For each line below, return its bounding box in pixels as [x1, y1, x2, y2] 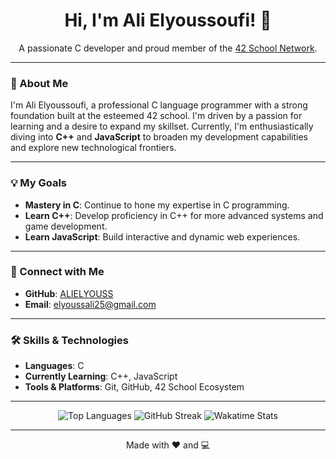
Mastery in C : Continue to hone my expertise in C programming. [24, 199, 290, 211]
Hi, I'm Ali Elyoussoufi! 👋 [64, 9, 272, 32]
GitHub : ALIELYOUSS [24, 287, 114, 299]
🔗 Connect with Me [10, 265, 105, 279]
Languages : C [24, 360, 85, 372]
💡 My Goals [10, 176, 68, 190]
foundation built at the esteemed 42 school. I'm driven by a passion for [10, 110, 303, 122]
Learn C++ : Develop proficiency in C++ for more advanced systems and [24, 209, 324, 221]
